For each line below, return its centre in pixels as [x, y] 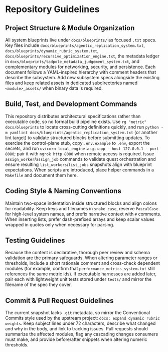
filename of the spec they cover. [39, 285]
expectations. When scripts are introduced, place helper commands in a [80, 169]
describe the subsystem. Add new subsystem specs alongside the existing [82, 77]
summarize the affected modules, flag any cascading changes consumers [82, 334]
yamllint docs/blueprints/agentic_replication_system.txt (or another [84, 132]
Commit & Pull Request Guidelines [59, 300]
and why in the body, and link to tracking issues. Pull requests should [76, 329]
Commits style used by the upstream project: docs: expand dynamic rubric [83, 318]
